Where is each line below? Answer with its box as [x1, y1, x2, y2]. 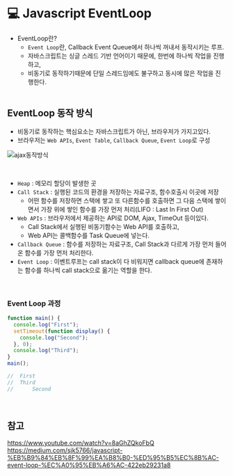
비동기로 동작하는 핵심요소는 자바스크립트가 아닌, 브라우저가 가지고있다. [17, 127, 211, 136]
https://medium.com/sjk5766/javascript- [7, 446, 123, 454]
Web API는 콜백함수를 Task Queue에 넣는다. [27, 231, 150, 239]
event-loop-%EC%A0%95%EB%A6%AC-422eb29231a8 [7, 461, 171, 470]
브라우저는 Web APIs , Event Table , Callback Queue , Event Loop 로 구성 [17, 136, 211, 144]
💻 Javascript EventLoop [7, 6, 152, 22]
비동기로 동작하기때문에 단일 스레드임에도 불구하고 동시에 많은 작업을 [27, 69, 214, 77]
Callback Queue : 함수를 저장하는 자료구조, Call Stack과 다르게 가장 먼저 [17, 239, 214, 248]
